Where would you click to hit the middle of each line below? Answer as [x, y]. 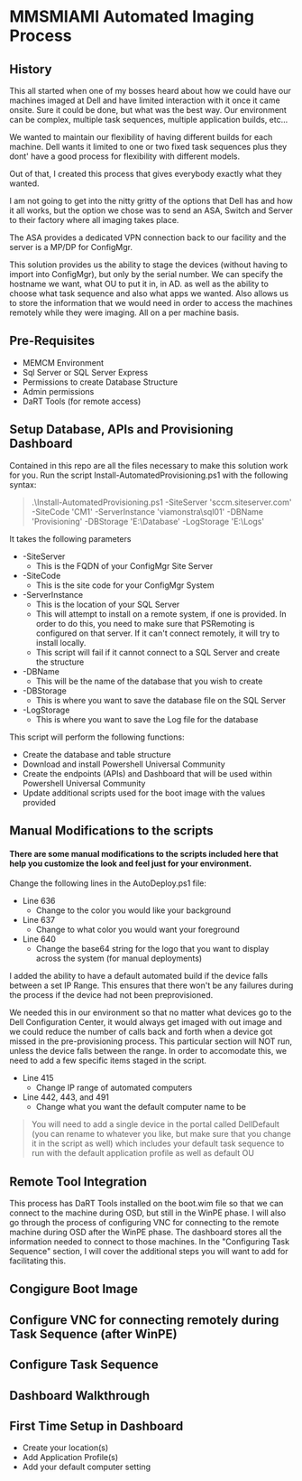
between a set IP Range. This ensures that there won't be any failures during [151, 985]
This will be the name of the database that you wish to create [149, 681]
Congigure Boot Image [73, 1289]
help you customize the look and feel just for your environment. [131, 863]
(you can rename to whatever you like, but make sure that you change [161, 1134]
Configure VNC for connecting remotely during [144, 1320]
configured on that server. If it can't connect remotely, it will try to [158, 633]
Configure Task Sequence [84, 1365]
